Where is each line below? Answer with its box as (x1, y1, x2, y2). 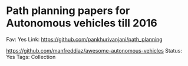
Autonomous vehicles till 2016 (6, 16, 158, 30)
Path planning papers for (6, 4, 130, 18)
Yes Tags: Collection (6, 53, 56, 60)
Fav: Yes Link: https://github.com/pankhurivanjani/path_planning (6, 36, 163, 43)
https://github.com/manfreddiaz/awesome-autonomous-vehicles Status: (6, 47, 183, 54)
